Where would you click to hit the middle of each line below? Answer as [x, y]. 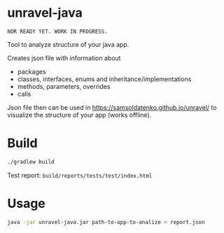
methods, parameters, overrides [64, 86]
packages [32, 71]
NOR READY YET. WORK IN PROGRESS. [58, 31]
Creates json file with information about [64, 58]
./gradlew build [31, 162]
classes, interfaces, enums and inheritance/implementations [104, 79]
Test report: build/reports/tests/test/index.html [80, 175]
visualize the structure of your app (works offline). [79, 115]
